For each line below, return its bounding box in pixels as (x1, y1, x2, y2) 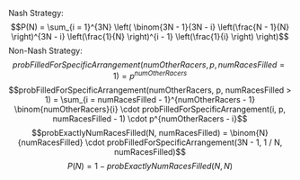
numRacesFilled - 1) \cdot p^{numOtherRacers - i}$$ (52, 112, 248, 124)
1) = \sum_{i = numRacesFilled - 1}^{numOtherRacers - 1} (44, 94, 256, 104)
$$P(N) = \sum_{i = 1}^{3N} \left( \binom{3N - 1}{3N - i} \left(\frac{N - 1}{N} (10, 22, 290, 32)
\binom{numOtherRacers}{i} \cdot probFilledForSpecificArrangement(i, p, (13, 103, 287, 114)
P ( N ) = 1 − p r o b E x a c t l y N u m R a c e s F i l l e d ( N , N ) (66, 160, 234, 171)
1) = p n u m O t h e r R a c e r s (112, 69, 188, 81)
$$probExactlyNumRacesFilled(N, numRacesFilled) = (31, 127, 228, 138)
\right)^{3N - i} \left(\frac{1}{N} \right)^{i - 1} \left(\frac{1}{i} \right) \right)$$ (11, 31, 289, 41)
